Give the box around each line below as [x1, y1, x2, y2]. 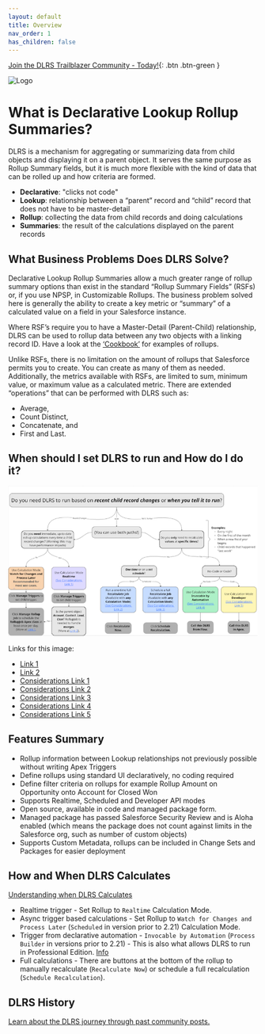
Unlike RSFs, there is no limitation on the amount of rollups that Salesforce [8, 355, 250, 364]
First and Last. [19, 429, 67, 438]
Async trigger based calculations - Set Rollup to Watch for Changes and [19, 914, 252, 923]
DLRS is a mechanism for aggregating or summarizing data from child [8, 147, 235, 156]
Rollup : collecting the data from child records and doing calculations [19, 212, 244, 222]
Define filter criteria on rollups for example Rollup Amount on [19, 779, 218, 788]
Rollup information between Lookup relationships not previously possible [19, 754, 257, 763]
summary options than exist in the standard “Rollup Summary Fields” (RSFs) [8, 282, 256, 291]
